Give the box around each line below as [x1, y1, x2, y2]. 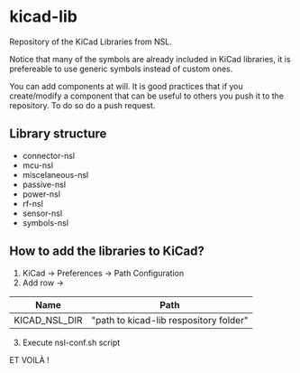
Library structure [9, 126, 107, 142]
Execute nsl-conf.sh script [22, 337, 121, 348]
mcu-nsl [22, 160, 54, 171]
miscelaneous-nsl [22, 169, 89, 180]
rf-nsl [22, 198, 43, 209]
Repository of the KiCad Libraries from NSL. [9, 36, 173, 47]
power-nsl [22, 188, 61, 200]
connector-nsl [22, 150, 75, 161]
